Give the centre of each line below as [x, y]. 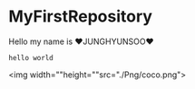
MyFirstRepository [81, 17]
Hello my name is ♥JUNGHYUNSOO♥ [82, 41]
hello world [31, 58]
